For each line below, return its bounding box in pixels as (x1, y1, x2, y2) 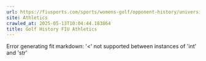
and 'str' (6, 49, 28, 57)
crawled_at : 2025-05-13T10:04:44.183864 (6, 20, 112, 26)
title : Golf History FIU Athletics (6, 26, 97, 32)
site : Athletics (6, 15, 48, 21)
